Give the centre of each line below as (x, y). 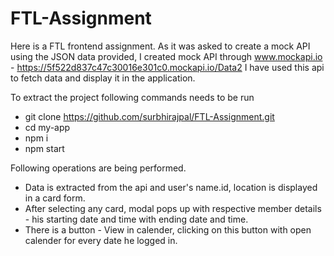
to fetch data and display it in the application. (103, 78)
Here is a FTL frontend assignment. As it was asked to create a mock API (160, 46)
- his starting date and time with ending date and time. (136, 219)
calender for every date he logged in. (101, 240)
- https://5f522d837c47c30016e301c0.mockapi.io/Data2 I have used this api (167, 67)
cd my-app (47, 127)
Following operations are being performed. (98, 168)
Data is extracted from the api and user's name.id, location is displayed (171, 187)
